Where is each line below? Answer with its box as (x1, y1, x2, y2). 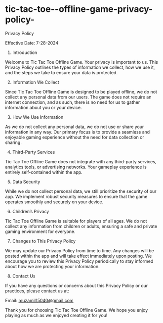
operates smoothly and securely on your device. (5, 199, 104, 205)
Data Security (12, 179, 41, 185)
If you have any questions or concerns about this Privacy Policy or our (5, 282, 148, 288)
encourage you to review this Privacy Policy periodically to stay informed (5, 258, 154, 264)
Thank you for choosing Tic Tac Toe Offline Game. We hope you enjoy (5, 307, 148, 313)
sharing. (5, 139, 22, 145)
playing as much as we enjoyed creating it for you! (5, 312, 108, 318)
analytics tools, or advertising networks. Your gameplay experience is (5, 164, 147, 170)
